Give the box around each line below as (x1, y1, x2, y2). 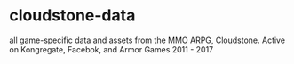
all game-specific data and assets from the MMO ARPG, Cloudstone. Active (9, 35, 286, 45)
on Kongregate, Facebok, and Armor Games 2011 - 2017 (9, 44, 214, 54)
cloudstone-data (9, 5, 136, 26)
